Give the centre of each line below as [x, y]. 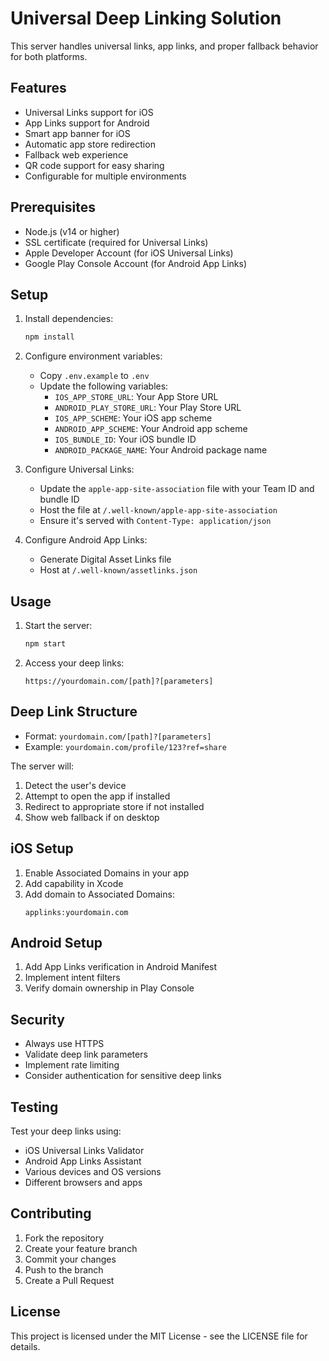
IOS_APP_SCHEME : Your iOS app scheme [133, 418]
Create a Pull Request [69, 1280]
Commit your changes [70, 1259]
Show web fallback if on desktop [92, 817]
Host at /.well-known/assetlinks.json [118, 570]
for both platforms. [49, 56]
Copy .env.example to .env [94, 376]
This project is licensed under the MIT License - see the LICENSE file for [159, 1336]
